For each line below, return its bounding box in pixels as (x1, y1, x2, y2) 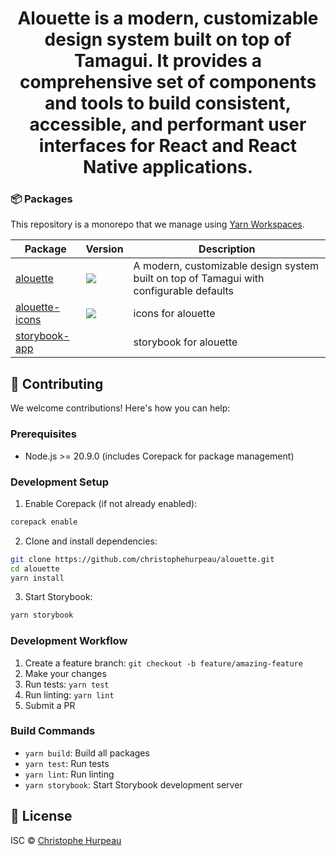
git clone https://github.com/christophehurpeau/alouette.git (10, 554, 275, 564)
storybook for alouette (133, 335, 238, 349)
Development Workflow (10, 634, 128, 648)
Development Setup (10, 475, 109, 489)
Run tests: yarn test (24, 678, 110, 690)
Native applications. (82, 156, 254, 179)
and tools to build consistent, (44, 92, 292, 115)
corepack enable (10, 517, 78, 527)
